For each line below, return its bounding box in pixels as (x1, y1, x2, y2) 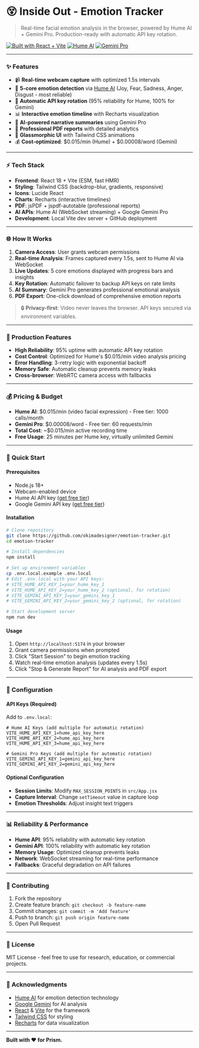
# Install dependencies (6, 549, 65, 555)
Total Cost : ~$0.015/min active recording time (14, 427, 127, 434)
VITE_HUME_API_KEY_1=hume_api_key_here (6, 730, 105, 736)
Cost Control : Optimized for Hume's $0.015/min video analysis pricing (14, 353, 187, 360)
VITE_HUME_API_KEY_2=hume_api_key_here (6, 735, 105, 742)
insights (14, 273, 34, 280)
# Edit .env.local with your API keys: (6, 576, 105, 582)
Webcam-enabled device (14, 488, 77, 495)
